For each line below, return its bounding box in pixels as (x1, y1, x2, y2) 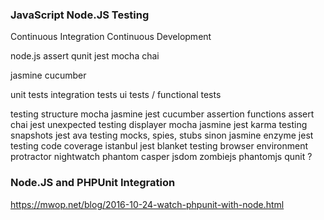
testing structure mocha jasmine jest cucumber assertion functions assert (10, 108, 315, 120)
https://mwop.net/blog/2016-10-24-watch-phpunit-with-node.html (10, 198, 285, 210)
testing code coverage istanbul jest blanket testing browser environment (10, 140, 309, 152)
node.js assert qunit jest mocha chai (10, 50, 160, 62)
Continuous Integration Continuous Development (10, 31, 212, 43)
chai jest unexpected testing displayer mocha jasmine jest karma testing (10, 119, 308, 131)
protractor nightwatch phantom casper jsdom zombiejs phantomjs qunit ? (10, 151, 313, 163)
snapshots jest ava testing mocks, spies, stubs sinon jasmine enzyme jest (10, 129, 314, 142)
